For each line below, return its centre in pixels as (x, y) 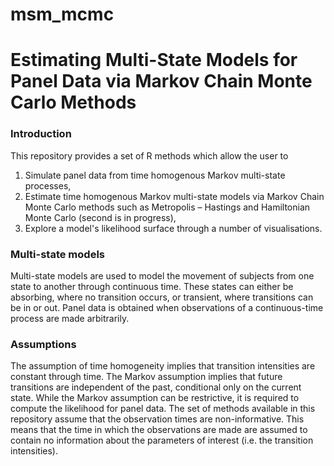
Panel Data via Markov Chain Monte (161, 81)
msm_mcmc (62, 14)
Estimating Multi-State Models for (154, 60)
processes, (48, 185)
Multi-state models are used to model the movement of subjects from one (162, 275)
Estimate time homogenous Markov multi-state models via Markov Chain (174, 196)
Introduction (41, 134)
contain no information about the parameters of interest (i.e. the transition (162, 440)
